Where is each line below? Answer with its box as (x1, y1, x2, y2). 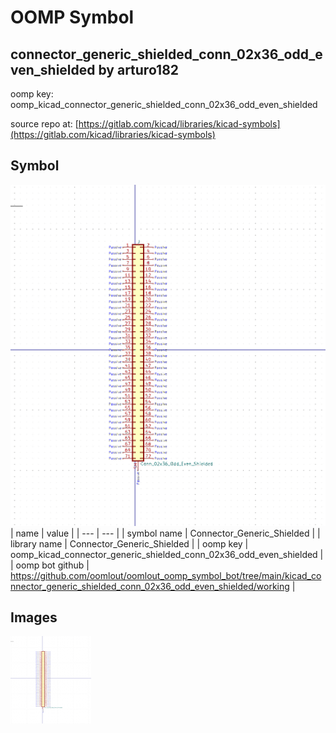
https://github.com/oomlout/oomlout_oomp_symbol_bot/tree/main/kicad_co (10, 569, 322, 581)
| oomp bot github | (10, 559, 90, 571)
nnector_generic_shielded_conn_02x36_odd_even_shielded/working (10, 580, 290, 592)
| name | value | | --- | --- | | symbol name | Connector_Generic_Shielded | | (10, 527, 321, 539)
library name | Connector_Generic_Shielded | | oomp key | (10, 537, 249, 550)
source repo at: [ (10, 118, 79, 130)
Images (10, 609, 58, 626)
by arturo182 (98, 61, 180, 78)
